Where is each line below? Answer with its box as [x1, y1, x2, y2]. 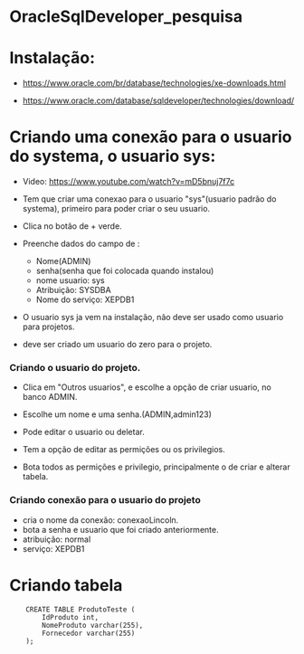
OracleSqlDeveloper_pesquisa [9, 6, 242, 27]
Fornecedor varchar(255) [42, 629, 136, 638]
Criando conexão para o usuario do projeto [9, 494, 201, 507]
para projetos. [22, 321, 75, 332]
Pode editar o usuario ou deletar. [22, 427, 145, 438]
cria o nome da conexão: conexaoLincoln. [22, 514, 179, 526]
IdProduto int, [42, 612, 100, 621]
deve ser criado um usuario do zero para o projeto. [22, 339, 213, 350]
